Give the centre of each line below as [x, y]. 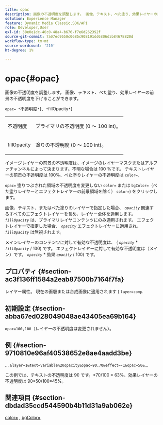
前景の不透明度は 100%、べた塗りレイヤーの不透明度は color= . [76, 175]
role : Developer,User [27, 28]
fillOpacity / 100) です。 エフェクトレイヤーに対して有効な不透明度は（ [77, 249]
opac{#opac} [32, 78]
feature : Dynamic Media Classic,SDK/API [47, 23]
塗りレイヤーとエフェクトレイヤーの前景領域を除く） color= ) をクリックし [83, 191]
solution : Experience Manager [36, 18]
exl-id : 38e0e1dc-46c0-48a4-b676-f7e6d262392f [53, 32]
